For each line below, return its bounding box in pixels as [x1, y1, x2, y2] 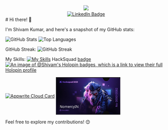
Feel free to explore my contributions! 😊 [5, 119, 91, 125]
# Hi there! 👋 [5, 16, 32, 23]
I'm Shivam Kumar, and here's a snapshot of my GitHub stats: [5, 27, 135, 32]
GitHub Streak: [5, 46, 37, 52]
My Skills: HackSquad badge [5, 56, 91, 62]
